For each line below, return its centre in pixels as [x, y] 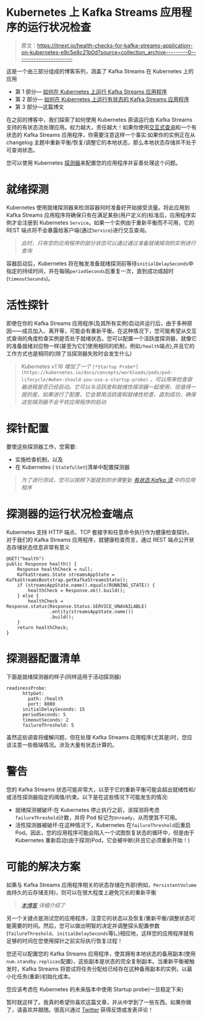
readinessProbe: [27, 688]
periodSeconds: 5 [44, 714]
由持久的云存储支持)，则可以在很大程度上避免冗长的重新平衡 [82, 892]
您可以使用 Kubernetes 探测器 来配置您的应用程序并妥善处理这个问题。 [94, 163]
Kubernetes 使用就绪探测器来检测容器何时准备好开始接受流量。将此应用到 [98, 207]
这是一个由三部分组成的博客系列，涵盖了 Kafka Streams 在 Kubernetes [94, 71]
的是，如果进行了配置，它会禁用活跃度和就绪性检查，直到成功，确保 [111, 394]
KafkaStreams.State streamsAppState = [66, 575]
